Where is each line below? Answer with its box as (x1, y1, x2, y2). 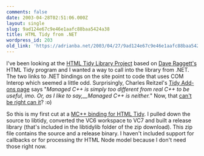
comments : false (6, 9, 47, 15)
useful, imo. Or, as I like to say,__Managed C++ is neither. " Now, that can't (6, 92, 192, 99)
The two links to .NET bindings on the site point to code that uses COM (6, 73, 184, 80)
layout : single (6, 20, 45, 26)
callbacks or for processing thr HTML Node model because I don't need (6, 136, 186, 143)
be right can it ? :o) (6, 98, 52, 105)
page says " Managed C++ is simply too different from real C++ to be (16, 85, 190, 93)
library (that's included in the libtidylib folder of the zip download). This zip (6, 123, 193, 130)
